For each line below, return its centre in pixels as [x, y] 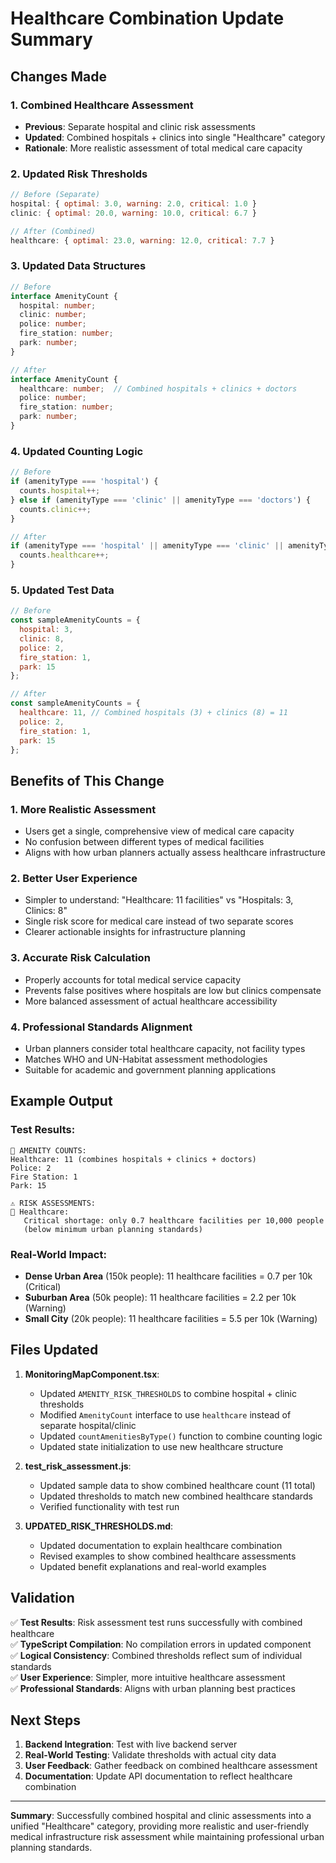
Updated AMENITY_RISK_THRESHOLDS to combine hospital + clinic [168, 1393]
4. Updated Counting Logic [77, 451]
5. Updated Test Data [62, 590]
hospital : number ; [58, 305]
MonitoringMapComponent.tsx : [92, 1374]
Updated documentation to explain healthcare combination [161, 1545]
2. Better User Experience [74, 879]
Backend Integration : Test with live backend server [131, 1744]
